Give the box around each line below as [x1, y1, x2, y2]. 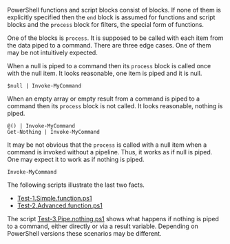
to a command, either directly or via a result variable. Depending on [7, 222, 198, 230]
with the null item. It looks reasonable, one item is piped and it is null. [7, 69, 202, 77]
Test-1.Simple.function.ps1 [17, 194, 92, 202]
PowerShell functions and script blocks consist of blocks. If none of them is [7, 6, 222, 14]
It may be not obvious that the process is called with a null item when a [7, 141, 207, 149]
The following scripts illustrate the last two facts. [7, 181, 145, 189]
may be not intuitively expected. [7, 48, 98, 57]
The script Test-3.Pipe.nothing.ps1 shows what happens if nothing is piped [7, 215, 219, 223]
